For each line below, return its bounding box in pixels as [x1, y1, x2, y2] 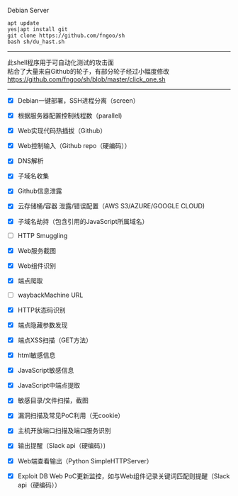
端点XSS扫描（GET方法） [17, 336, 93, 344]
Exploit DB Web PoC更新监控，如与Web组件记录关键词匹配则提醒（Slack [17, 471, 230, 480]
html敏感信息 [17, 351, 56, 360]
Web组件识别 [17, 261, 57, 270]
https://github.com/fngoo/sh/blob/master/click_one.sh [7, 75, 166, 84]
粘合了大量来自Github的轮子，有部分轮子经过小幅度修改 [7, 67, 170, 75]
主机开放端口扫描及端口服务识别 [17, 427, 111, 435]
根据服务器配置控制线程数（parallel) [17, 111, 123, 120]
